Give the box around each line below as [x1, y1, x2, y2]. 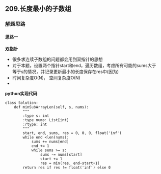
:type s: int [23, 113, 50, 118]
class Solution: [5, 100, 38, 105]
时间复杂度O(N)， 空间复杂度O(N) [12, 74, 80, 80]
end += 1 [31, 143, 50, 148]
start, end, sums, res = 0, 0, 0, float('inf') [23, 130, 122, 136]
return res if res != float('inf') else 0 [23, 165, 111, 170]
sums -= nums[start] [40, 152, 82, 157]
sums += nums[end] [31, 139, 69, 144]
